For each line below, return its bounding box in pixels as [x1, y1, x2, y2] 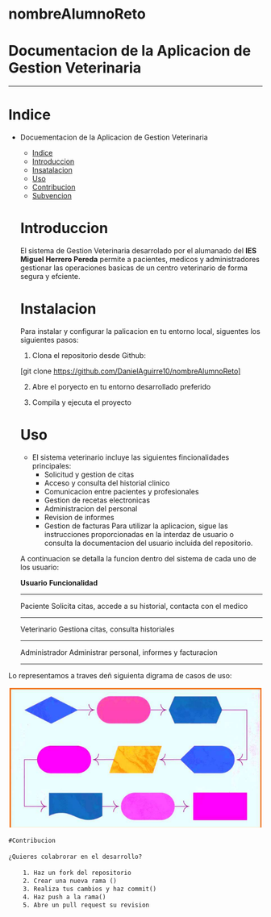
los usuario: [19, 562, 59, 572]
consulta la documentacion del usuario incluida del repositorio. [44, 538, 253, 548]
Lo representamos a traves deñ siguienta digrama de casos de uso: [8, 670, 232, 680]
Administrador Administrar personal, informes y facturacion [19, 647, 218, 657]
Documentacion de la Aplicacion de [8, 42, 252, 60]
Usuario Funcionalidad [19, 577, 98, 587]
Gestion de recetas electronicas [44, 495, 151, 505]
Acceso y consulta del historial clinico [44, 477, 170, 488]
